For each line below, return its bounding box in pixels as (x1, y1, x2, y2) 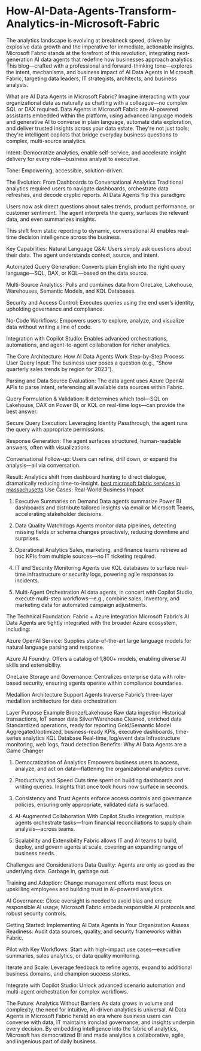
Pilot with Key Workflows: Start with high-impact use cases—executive (6, 946, 181, 953)
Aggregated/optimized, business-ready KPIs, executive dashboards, (6, 728, 175, 735)
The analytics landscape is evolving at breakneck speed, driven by (6, 37, 170, 44)
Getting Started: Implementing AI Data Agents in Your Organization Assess (6, 921, 190, 928)
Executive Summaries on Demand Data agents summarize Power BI (14, 497, 181, 505)
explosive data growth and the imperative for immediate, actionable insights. (6, 43, 194, 50)
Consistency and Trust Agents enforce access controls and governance (14, 794, 193, 801)
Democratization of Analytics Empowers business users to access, (14, 758, 179, 766)
